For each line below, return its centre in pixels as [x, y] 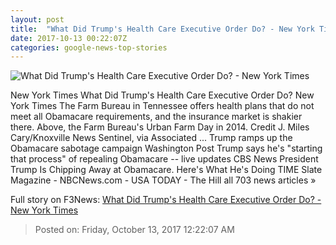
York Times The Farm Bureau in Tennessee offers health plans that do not [162, 106]
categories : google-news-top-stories [89, 47]
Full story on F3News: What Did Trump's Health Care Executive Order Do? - [166, 200]
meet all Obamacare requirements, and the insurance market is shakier [156, 117]
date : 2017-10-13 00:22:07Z [69, 38]
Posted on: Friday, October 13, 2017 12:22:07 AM [134, 230]
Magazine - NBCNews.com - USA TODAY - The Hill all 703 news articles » [163, 180]
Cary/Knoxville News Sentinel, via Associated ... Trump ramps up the [151, 138]
